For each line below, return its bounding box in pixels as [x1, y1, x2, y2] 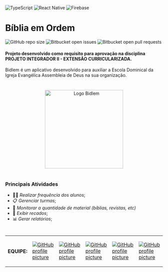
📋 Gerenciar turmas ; [12, 197, 56, 203]
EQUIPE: [7, 248, 27, 255]
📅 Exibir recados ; [12, 210, 48, 216]
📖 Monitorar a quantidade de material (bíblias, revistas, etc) [12, 205, 136, 211]
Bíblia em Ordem [5, 23, 75, 34]
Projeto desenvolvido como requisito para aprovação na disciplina [5, 50, 145, 56]
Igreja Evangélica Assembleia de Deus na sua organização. [5, 72, 127, 78]
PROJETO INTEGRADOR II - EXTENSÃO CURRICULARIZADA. [5, 56, 132, 62]
